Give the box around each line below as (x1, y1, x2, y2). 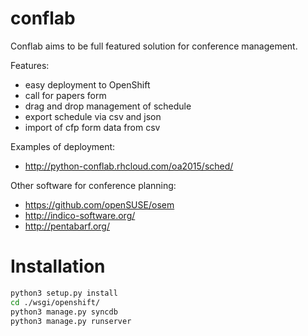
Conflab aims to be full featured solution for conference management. (10, 40, 298, 52)
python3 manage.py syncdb (10, 307, 118, 317)
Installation (10, 255, 106, 278)
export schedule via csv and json (24, 110, 162, 122)
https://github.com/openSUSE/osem (24, 198, 175, 211)
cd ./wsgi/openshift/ (10, 297, 101, 307)
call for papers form (24, 89, 107, 101)
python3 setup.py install (10, 288, 118, 298)
